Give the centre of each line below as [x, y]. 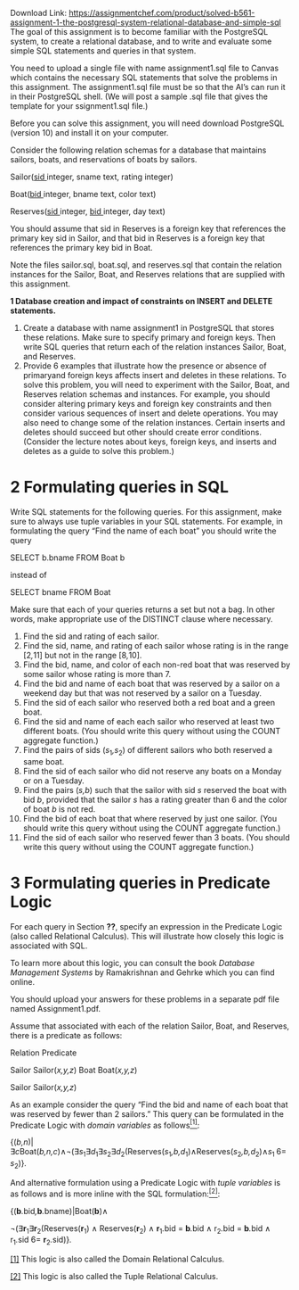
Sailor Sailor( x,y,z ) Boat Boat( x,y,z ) [74, 1070]
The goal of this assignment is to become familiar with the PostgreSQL [139, 32]
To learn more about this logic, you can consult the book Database [133, 963]
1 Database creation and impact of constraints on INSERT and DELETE [141, 301]
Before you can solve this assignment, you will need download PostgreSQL [147, 123]
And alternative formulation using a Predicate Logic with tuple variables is [145, 1182]
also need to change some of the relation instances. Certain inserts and [154, 422]
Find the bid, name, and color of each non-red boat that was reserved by [157, 665]
